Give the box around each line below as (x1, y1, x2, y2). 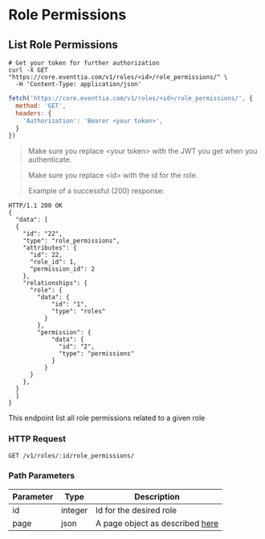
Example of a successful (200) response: (27, 186, 165, 196)
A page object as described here (95, 517, 219, 529)
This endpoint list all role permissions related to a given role (8, 413, 206, 423)
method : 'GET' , (15, 102, 67, 110)
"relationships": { (22, 280, 88, 288)
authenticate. (27, 155, 72, 164)
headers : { (15, 109, 52, 118)
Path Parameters (8, 470, 75, 481)
